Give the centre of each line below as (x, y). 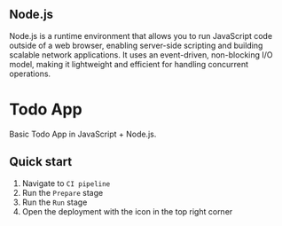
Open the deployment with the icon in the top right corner (127, 211)
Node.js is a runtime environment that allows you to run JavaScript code (141, 35)
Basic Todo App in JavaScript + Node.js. (83, 134)
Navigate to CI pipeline (66, 183)
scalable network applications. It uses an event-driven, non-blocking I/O (141, 55)
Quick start (41, 162)
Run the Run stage (55, 202)
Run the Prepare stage (63, 192)
